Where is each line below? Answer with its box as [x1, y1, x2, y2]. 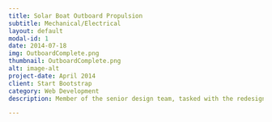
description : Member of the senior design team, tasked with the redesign [8, 95, 266, 103]
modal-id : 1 [8, 34, 49, 43]
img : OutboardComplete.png [8, 49, 100, 57]
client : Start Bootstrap [8, 79, 92, 87]
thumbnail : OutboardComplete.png [8, 57, 121, 65]
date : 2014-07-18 [8, 42, 67, 50]
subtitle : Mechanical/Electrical [8, 19, 121, 27]
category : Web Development [8, 86, 100, 95]
